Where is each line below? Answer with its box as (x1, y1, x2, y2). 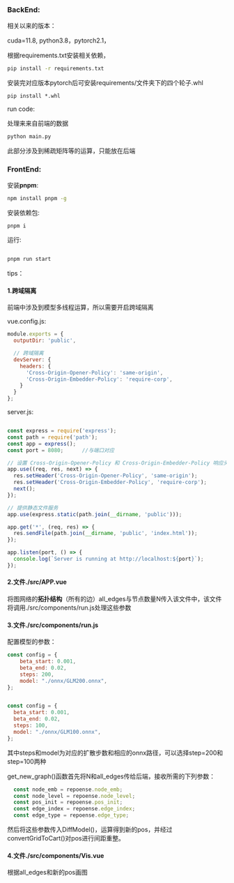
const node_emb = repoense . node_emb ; (13, 786, 123, 793)
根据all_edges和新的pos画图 (7, 868, 88, 877)
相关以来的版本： (7, 22, 56, 30)
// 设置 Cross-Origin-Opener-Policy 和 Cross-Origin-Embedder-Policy (7, 459, 210, 467)
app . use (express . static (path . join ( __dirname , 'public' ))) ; (7, 511, 182, 518)
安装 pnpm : (7, 181, 39, 190)
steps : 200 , (19, 671, 54, 678)
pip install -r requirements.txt (7, 65, 104, 73)
